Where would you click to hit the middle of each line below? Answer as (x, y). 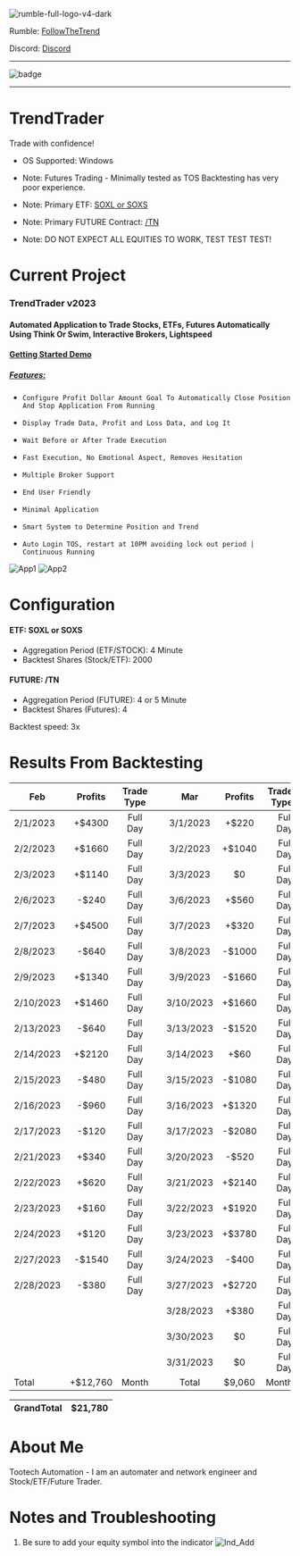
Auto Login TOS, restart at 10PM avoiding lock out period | (138, 545)
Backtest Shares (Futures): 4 (75, 709)
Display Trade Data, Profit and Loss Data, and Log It (126, 423)
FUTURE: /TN (34, 680)
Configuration (62, 605)
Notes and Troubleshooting (113, 1517)
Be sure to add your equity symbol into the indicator (118, 1542)
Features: (28, 374)
